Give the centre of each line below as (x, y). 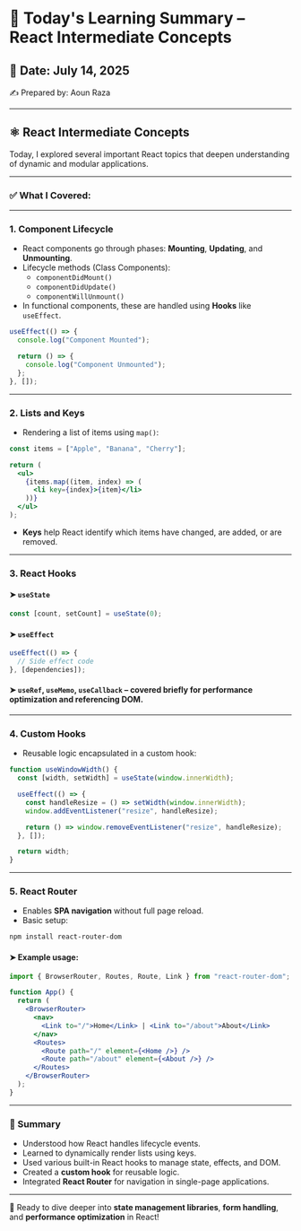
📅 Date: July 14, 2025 (69, 70)
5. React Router (43, 892)
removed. (40, 541)
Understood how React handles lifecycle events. (112, 1144)
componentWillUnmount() (80, 297)
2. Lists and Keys (47, 413)
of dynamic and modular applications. (79, 163)
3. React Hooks (43, 573)
